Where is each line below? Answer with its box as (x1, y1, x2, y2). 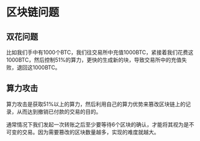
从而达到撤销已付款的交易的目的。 (16, 108, 101, 115)
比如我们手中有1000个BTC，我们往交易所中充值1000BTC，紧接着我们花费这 (6, 49, 194, 56)
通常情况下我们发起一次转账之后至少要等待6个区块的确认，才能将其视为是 (6, 120, 189, 128)
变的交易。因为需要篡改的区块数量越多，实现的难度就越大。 (11, 128, 160, 136)
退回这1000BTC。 (16, 64, 61, 71)
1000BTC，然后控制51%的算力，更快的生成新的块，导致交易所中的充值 (6, 56, 182, 64)
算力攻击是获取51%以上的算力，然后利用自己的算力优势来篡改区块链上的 (6, 100, 186, 108)
